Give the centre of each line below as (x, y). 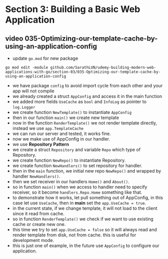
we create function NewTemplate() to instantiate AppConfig (72, 112)
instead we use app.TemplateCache (48, 128)
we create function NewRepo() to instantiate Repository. (69, 160)
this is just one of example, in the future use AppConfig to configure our (86, 245)
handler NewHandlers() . (36, 176)
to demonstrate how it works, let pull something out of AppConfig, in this (88, 198)
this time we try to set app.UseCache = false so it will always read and (85, 230)
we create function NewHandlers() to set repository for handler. (77, 166)
